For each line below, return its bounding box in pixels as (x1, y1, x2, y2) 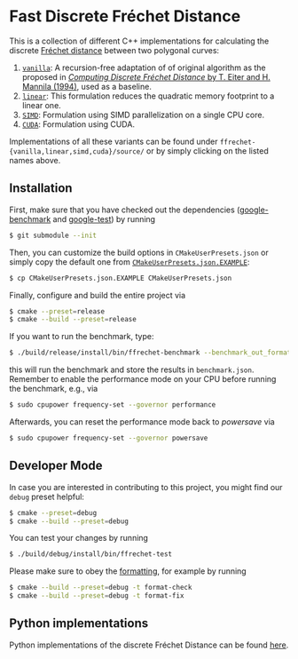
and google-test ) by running (52, 213, 156, 224)
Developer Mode (9, 458, 104, 473)
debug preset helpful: (9, 491, 84, 502)
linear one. (21, 99, 62, 110)
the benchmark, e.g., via (9, 384, 98, 394)
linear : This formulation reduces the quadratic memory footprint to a (21, 91, 275, 101)
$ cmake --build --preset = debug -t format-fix (9, 592, 184, 600)
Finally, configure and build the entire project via (9, 290, 186, 300)
